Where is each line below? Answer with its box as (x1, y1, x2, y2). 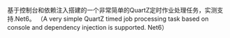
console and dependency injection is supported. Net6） (7, 23, 168, 31)
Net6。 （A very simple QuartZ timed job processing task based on (15, 15, 209, 23)
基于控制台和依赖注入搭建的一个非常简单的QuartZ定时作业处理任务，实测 (7, 6, 217, 14)
